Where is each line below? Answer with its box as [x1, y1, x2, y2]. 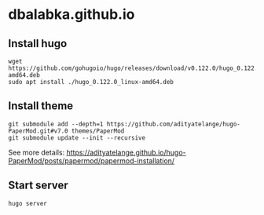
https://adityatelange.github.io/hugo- [66, 148, 186, 157]
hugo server [8, 199, 47, 207]
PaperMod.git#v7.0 [8, 127, 68, 135]
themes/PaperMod [71, 127, 125, 135]
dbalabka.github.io [8, 5, 135, 24]
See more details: [8, 148, 65, 157]
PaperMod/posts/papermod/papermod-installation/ [8, 155, 175, 166]
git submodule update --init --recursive [8, 133, 146, 142]
